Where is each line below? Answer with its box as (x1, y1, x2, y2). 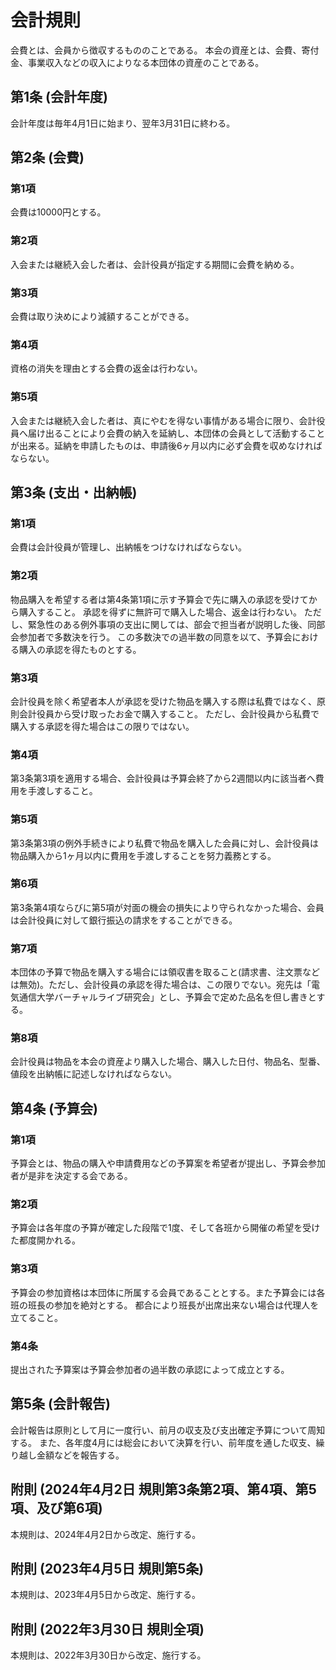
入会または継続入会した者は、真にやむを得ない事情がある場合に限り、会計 (10, 414, 317, 426)
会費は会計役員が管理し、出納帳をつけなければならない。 (10, 541, 247, 553)
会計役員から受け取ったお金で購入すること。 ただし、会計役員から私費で (18, 707, 320, 720)
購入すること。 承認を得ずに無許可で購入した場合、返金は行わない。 (18, 606, 302, 618)
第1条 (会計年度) (10, 89, 108, 106)
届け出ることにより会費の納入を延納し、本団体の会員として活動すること (27, 427, 326, 439)
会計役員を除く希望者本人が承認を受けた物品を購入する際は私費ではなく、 (10, 695, 317, 707)
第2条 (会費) (10, 149, 85, 166)
